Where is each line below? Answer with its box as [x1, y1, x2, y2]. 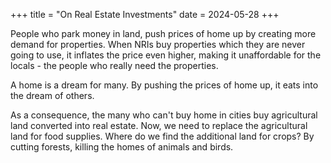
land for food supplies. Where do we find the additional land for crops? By [10, 130, 315, 142]
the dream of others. [10, 90, 95, 101]
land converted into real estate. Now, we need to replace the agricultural [10, 120, 308, 131]
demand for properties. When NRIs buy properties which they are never [10, 39, 306, 50]
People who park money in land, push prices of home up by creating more [10, 28, 317, 39]
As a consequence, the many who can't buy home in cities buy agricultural [10, 109, 318, 121]
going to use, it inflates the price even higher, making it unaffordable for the [10, 49, 322, 61]
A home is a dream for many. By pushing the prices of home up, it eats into [10, 79, 319, 91]
